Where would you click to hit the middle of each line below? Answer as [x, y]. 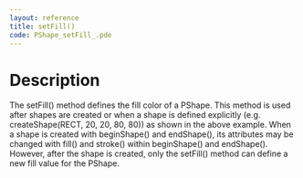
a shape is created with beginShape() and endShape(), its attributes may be [151, 134]
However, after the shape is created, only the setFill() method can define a [149, 154]
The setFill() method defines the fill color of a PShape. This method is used [150, 105]
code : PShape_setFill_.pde [61, 35]
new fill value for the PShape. [65, 163]
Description [55, 80]
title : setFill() [42, 26]
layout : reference [44, 18]
